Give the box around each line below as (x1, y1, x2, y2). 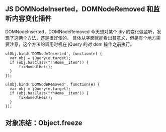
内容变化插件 (12, 14, 52, 23)
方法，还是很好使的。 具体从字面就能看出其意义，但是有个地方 (27, 35, 156, 41)
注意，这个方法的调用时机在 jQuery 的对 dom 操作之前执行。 (9, 41, 135, 47)
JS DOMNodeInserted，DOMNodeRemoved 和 (5, 5, 153, 14)
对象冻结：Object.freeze (5, 119, 82, 127)
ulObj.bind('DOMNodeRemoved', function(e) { (5, 82, 100, 87)
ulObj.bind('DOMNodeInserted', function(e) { (5, 51, 102, 56)
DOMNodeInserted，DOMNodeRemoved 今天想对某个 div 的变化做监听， (5, 29, 157, 35)
